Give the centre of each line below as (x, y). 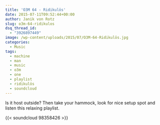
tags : (11, 51)
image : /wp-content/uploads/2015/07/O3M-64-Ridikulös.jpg (67, 38)
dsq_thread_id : (21, 28)
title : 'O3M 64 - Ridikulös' (35, 10)
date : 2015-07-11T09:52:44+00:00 (40, 14)
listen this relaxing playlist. (32, 108)
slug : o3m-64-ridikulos (30, 24)
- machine (20, 56)
